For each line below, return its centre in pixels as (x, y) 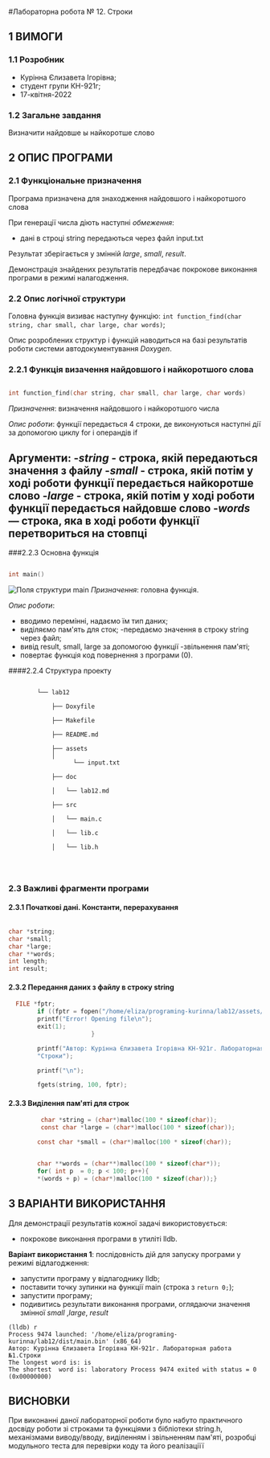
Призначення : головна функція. (145, 589)
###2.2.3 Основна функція (53, 552)
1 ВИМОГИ (35, 37)
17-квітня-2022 (46, 94)
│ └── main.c (77, 819)
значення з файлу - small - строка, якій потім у (131, 471)
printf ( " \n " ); (61, 1071)
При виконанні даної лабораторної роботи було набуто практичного (125, 1420)
